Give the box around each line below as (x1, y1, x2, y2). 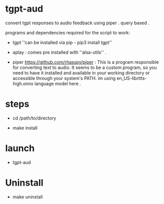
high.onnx (12, 80, 34, 87)
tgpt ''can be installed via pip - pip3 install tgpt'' (12, 39, 112, 46)
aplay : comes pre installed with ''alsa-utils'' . (12, 49, 107, 55)
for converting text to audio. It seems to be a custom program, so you (12, 64, 157, 70)
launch (5, 143, 35, 154)
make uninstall (12, 193, 43, 200)
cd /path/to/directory (12, 115, 57, 121)
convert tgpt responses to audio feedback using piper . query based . (5, 20, 150, 26)
